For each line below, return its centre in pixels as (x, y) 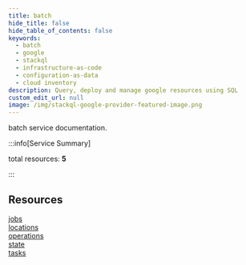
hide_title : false (39, 23)
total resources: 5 (37, 159)
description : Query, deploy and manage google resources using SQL (123, 90)
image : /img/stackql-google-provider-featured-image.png (105, 105)
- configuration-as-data (57, 75)
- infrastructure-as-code (59, 68)
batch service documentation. (58, 128)
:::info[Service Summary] (50, 143)
